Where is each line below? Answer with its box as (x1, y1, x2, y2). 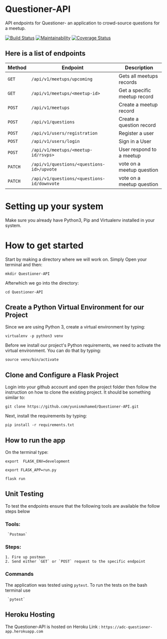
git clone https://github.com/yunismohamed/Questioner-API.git (5, 404, 139, 409)
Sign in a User (118, 138, 152, 145)
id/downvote (31, 181, 60, 186)
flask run (5, 476, 26, 481)
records (118, 79, 137, 86)
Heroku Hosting (5, 611, 55, 619)
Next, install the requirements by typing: (5, 413, 87, 419)
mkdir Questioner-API (5, 271, 50, 276)
